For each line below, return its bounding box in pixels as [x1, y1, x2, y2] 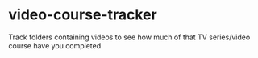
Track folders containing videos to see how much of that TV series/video [8, 32, 251, 42]
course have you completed [8, 40, 102, 50]
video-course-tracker [8, 6, 157, 24]
